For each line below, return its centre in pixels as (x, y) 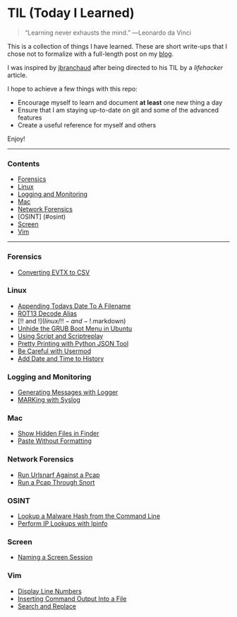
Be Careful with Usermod (54, 351)
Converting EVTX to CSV (54, 272)
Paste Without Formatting (54, 441)
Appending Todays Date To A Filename (74, 306)
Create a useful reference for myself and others (87, 125)
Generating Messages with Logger (68, 392)
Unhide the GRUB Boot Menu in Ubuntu (75, 328)
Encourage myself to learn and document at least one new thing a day (120, 102)
